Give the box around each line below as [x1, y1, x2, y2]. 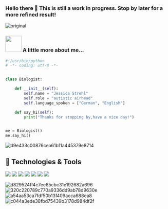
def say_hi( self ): [14, 110, 54, 115]
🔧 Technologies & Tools [5, 157, 82, 166]
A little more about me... [22, 46, 84, 54]
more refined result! [5, 11, 57, 18]
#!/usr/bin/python [5, 58, 45, 63]
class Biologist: [5, 77, 43, 82]
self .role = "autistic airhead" [24, 95, 94, 101]
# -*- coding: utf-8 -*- [5, 63, 59, 68]
